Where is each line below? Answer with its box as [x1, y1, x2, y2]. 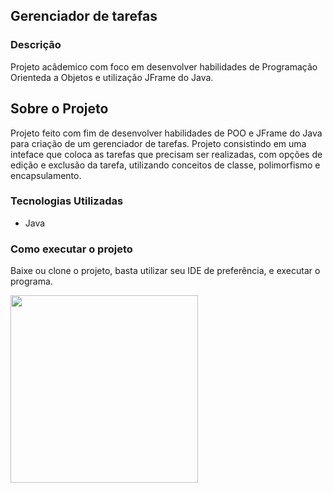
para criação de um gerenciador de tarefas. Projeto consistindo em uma [10, 137, 307, 149]
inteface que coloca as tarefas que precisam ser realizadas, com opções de [10, 148, 323, 160]
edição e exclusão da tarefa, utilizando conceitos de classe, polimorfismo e [10, 159, 321, 171]
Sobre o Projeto [10, 100, 109, 118]
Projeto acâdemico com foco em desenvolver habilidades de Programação [10, 60, 318, 73]
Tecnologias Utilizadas [10, 194, 124, 208]
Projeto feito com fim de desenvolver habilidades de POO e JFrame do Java [10, 127, 323, 139]
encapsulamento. [10, 169, 82, 181]
